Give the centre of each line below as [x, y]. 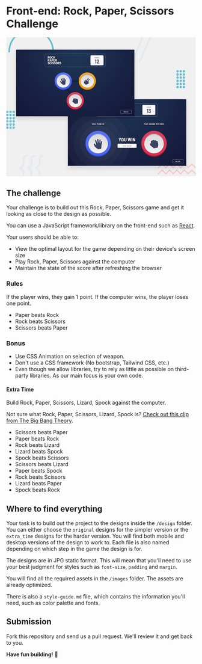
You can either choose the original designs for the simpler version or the [97, 529]
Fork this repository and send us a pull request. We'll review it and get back [99, 636]
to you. [15, 642]
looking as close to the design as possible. [59, 214]
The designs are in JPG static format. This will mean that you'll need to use [99, 560]
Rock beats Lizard [37, 445]
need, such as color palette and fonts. [53, 603]
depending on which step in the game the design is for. [74, 549]
